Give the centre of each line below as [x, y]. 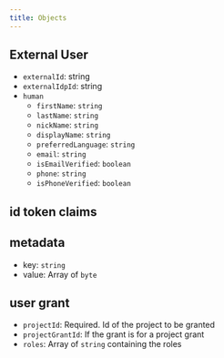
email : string [61, 154]
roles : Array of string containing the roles [102, 344]
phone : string [61, 173]
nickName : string [67, 125]
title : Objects [38, 18]
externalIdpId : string [62, 87]
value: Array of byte [60, 274]
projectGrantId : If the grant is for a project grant [113, 334]
